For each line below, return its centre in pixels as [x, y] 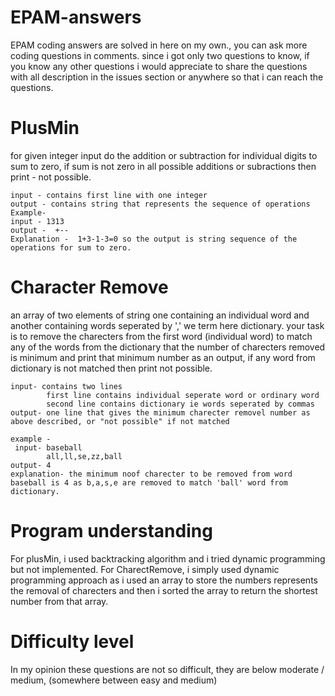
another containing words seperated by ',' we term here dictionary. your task [167, 325]
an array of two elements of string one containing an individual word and [160, 315]
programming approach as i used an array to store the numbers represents [164, 580]
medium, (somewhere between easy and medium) [114, 680]
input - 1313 [37, 221]
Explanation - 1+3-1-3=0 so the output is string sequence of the [154, 239]
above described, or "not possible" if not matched [120, 421]
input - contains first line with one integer [109, 195]
